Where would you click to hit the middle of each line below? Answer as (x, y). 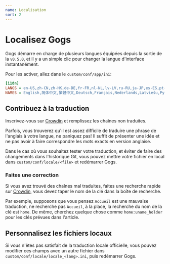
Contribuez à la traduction (47, 108)
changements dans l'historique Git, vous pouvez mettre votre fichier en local (85, 156)
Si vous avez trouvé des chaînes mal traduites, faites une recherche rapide (83, 186)
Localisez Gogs (38, 40)
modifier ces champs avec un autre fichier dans (55, 250)
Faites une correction (32, 175)
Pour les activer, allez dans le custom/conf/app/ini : (58, 74)
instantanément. (22, 64)
